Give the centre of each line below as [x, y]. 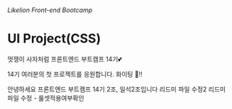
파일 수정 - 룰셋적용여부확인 [46, 98]
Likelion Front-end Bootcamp [50, 10]
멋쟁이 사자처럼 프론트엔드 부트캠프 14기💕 [65, 59]
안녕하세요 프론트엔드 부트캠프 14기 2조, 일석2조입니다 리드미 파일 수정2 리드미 [116, 89]
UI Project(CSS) [54, 38]
